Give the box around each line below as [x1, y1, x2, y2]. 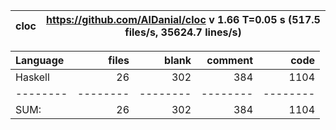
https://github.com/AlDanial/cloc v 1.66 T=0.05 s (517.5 [46, 13, 321, 26]
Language [15, 54, 65, 67]
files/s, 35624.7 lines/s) [124, 25, 242, 39]
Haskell [15, 70, 50, 84]
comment [206, 54, 253, 67]
